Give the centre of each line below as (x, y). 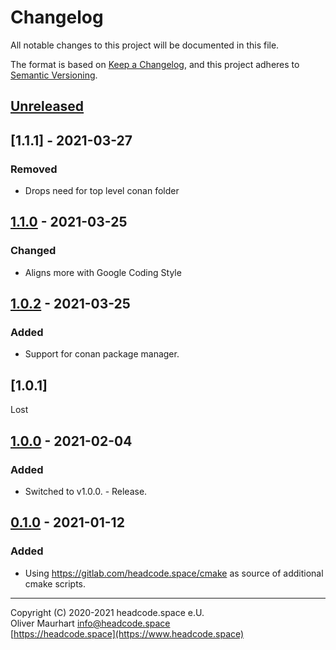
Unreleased (47, 106)
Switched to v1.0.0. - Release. (86, 491)
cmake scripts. (55, 583)
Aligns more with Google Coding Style (103, 272)
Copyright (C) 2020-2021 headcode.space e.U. (107, 612)
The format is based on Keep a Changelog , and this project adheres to (155, 64)
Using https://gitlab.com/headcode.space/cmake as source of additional (174, 573)
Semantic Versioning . (54, 75)
